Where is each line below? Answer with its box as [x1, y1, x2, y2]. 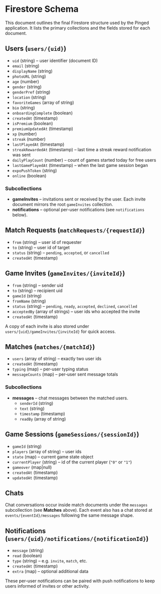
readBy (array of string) [19, 416, 66, 422]
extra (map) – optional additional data [12, 568, 89, 574]
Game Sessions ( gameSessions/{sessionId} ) [5, 430, 139, 439]
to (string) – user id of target [12, 244, 70, 250]
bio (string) [12, 104, 35, 110]
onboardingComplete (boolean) [12, 110, 73, 116]
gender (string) [12, 84, 42, 90]
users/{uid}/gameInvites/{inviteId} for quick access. [5, 329, 116, 334]
